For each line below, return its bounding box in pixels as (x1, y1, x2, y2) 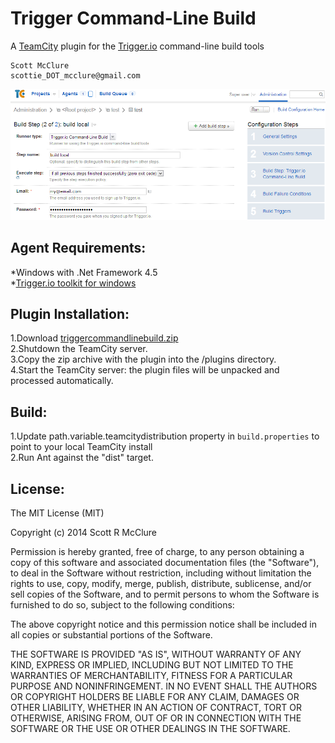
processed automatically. (10, 375, 114, 387)
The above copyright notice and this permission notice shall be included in (10, 618, 317, 631)
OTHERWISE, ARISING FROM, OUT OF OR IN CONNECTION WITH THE (10, 712, 302, 724)
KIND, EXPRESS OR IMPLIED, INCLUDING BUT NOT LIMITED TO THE (10, 659, 294, 671)
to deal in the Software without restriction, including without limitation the (10, 567, 312, 579)
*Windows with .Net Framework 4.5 (10, 266, 158, 278)
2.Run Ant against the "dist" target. (10, 452, 154, 464)
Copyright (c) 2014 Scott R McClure (10, 527, 158, 539)
